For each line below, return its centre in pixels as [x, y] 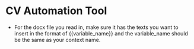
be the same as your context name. [57, 40]
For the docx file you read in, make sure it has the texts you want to [96, 27]
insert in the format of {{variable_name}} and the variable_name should [101, 33]
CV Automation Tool [56, 11]
